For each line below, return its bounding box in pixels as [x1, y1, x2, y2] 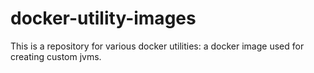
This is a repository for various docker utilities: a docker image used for [10, 40, 305, 52]
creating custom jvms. [10, 50, 102, 62]
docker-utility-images [10, 7, 197, 30]
